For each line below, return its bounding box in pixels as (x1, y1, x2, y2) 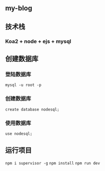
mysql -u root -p (5, 82, 42, 88)
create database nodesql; (5, 107, 59, 112)
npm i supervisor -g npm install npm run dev (5, 160, 100, 165)
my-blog (5, 4, 33, 13)
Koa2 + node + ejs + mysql (5, 38, 71, 45)
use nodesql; (5, 131, 33, 136)
